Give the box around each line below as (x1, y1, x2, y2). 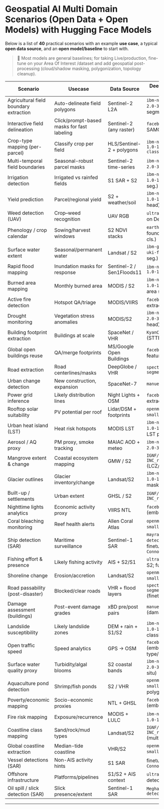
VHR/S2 (107, 745, 126, 752)
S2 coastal (107, 661, 133, 667)
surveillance (54, 542, 82, 549)
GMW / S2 (107, 457, 132, 464)
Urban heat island (7, 422, 48, 429)
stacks (107, 233, 123, 240)
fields (54, 180, 67, 187)
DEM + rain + (107, 623, 138, 630)
